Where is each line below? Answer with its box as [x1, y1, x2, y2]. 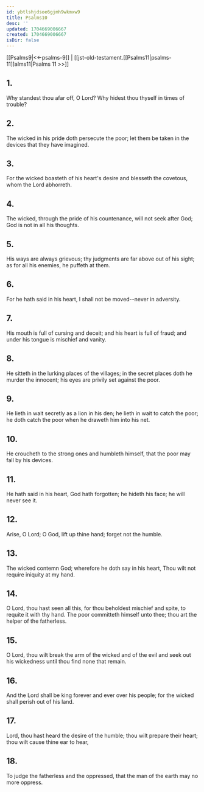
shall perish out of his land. [6, 698, 74, 705]
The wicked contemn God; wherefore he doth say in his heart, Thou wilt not [6, 564, 196, 572]
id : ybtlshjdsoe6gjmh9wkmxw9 [6, 9, 80, 15]
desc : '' [6, 20, 29, 26]
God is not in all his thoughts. [6, 222, 79, 229]
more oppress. [6, 779, 43, 786]
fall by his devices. [6, 457, 53, 464]
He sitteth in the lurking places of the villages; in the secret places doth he [6, 370, 193, 377]
